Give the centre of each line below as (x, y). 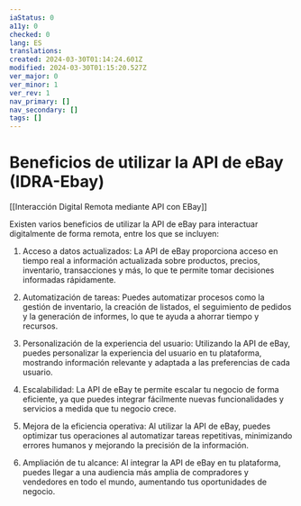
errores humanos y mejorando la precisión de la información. (136, 446)
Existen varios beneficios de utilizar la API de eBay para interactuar (134, 224)
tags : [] (26, 118)
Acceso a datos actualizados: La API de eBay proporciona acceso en (150, 251)
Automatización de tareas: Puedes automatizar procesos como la (143, 297)
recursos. (40, 326)
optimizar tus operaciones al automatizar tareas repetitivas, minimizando (157, 436)
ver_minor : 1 (34, 85)
